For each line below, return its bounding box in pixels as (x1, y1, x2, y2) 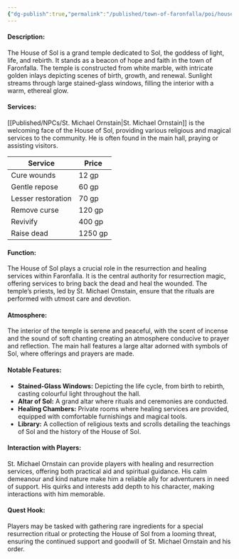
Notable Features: (7, 366, 62, 375)
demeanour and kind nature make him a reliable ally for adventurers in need (7, 474, 229, 483)
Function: (7, 248, 37, 257)
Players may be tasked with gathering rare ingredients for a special (7, 522, 204, 530)
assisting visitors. (7, 141, 58, 150)
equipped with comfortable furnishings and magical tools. (17, 412, 187, 420)
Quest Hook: (7, 506, 46, 515)
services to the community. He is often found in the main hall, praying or (7, 134, 219, 143)
